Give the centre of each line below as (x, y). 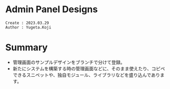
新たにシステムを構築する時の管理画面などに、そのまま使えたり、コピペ (89, 68)
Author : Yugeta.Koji (28, 27)
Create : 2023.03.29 (27, 23)
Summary (26, 48)
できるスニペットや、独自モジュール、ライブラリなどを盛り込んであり (86, 75)
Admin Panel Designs (52, 9)
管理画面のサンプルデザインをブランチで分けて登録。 (69, 62)
